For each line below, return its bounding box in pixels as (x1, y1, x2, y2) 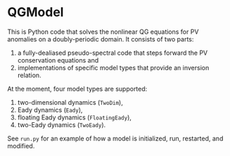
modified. (7, 141, 35, 150)
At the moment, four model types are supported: (7, 84, 148, 93)
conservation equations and (17, 56, 99, 64)
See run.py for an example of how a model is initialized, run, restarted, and (7, 134, 224, 143)
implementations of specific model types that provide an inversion (17, 63, 210, 72)
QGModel (7, 4, 64, 20)
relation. (17, 71, 41, 79)
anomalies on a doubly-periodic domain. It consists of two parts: (7, 34, 194, 43)
